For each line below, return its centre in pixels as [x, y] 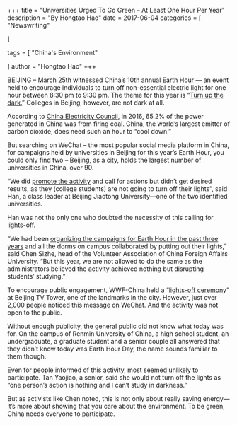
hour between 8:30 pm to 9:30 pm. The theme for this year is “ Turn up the [116, 95]
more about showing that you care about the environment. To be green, [121, 406]
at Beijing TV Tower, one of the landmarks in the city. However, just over [112, 297]
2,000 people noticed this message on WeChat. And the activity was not [113, 305]
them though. [27, 356]
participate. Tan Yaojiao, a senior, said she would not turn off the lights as [114, 377]
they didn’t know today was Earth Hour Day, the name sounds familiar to [112, 349]
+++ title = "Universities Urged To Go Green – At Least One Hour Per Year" [116, 10]
